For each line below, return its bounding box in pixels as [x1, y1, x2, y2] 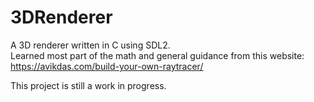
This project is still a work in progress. [10, 79, 167, 91]
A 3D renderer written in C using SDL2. [10, 39, 171, 51]
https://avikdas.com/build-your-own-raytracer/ [10, 60, 204, 72]
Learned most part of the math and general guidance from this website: [10, 49, 305, 61]
